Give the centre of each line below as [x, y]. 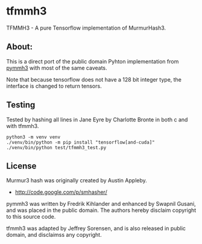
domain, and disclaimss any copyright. [54, 235]
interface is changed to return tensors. [54, 86]
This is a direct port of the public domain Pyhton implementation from [93, 61]
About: [20, 47]
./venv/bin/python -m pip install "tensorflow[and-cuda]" [80, 142]
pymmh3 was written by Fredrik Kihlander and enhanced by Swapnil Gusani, [101, 204]
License [21, 166]
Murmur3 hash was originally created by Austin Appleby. [77, 181]
